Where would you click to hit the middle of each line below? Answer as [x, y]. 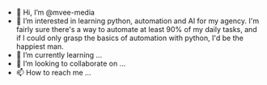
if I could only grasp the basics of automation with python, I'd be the [130, 38]
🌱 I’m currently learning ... [59, 55]
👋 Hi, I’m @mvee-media [55, 12]
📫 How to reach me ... [53, 73]
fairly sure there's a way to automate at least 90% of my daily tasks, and [136, 29]
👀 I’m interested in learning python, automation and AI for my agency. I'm [138, 21]
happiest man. [40, 47]
